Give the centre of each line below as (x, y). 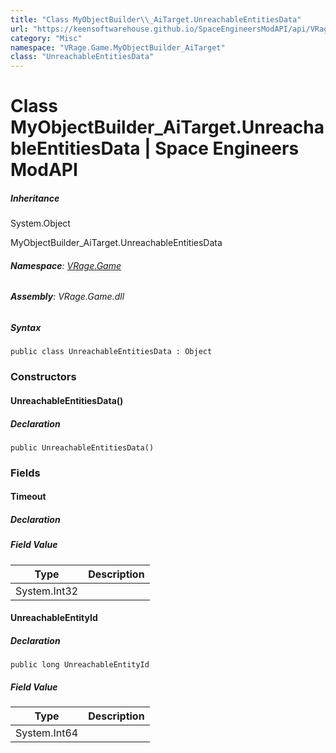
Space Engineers (227, 148)
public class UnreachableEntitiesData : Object (111, 352)
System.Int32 (47, 591)
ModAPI (44, 170)
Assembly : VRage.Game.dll (67, 297)
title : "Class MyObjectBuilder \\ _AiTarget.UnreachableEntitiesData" (156, 19)
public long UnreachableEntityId (80, 665)
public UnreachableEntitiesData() (82, 447)
